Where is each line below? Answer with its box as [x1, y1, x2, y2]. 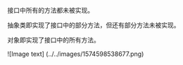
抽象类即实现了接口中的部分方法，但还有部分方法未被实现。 [7, 21, 180, 29]
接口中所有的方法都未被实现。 [7, 6, 94, 14]
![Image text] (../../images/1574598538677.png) [7, 50, 144, 58]
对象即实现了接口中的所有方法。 [7, 36, 100, 44]
